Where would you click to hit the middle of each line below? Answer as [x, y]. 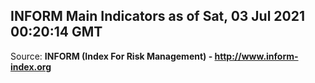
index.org [31, 66]
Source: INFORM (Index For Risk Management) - [111, 56]
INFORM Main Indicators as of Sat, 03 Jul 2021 [158, 16]
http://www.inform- [256, 56]
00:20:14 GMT [56, 32]
